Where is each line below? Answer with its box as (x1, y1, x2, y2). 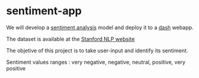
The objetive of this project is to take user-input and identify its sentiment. (6, 46, 188, 54)
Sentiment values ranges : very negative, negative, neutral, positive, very (6, 58, 186, 65)
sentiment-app (6, 4, 82, 18)
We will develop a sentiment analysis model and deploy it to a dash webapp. (6, 24, 194, 31)
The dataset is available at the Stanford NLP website (6, 35, 135, 42)
